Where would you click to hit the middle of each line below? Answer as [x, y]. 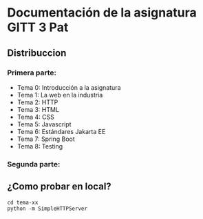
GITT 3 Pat [38, 27]
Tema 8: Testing [40, 146]
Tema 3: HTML [38, 109]
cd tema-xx [23, 202]
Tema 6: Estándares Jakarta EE [61, 131]
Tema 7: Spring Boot [46, 139]
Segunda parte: [34, 164]
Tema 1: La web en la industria [60, 95]
